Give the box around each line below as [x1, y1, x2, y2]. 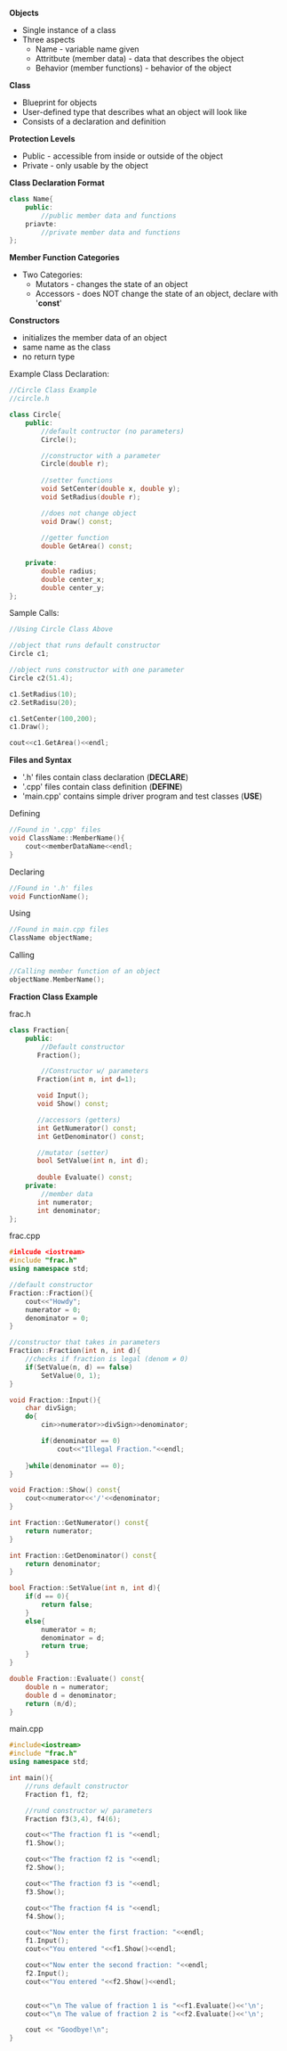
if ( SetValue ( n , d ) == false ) [25, 1363, 133, 1372]
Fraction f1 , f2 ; [25, 1790, 90, 1799]
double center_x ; [41, 575, 105, 584]
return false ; [41, 1600, 93, 1609]
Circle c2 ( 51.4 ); [9, 673, 74, 683]
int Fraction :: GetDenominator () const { [9, 1551, 157, 1560]
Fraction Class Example [9, 991, 99, 1002]
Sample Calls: [9, 608, 60, 619]
